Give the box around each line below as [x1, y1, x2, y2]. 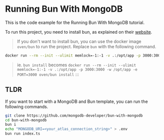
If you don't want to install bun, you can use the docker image [17, 38, 142, 44]
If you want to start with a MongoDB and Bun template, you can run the [5, 99, 148, 104]
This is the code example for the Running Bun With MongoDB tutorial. [5, 20, 145, 25]
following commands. [5, 103, 48, 109]
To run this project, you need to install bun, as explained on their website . [5, 29, 152, 35]
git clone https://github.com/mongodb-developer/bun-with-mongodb [5, 113, 143, 118]
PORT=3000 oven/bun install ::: [17, 71, 79, 77]
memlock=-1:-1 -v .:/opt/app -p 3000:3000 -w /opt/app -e [17, 67, 138, 72]
